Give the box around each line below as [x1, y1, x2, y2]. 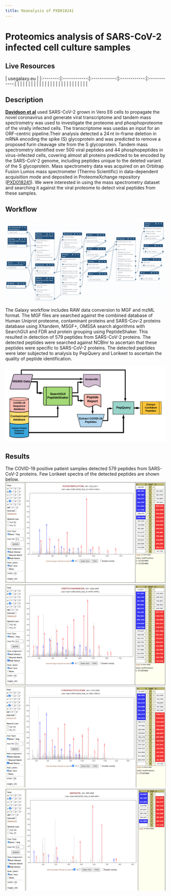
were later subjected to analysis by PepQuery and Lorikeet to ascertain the [5, 350, 162, 357]
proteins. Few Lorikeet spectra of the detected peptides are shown [19, 471, 159, 477]
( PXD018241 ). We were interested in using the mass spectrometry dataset [5, 179, 160, 185]
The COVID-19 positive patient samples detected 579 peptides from [5, 466, 148, 472]
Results [5, 452, 30, 460]
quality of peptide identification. [5, 356, 72, 362]
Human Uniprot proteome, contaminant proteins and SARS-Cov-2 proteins [5, 318, 161, 324]
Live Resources [5, 62, 55, 71]
